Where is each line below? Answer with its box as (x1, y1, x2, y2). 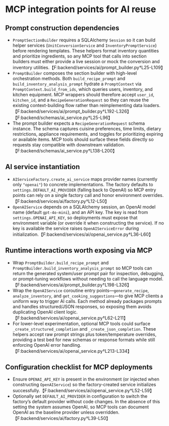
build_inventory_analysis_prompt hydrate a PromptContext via (12, 81, 142, 87)
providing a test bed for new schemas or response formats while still (12, 337, 155, 343)
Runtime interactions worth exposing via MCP (5, 246, 153, 255)
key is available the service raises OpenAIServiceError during (12, 225, 139, 231)
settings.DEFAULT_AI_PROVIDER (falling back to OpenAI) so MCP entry (12, 187, 156, 193)
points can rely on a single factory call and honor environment (12, 192, 142, 198)
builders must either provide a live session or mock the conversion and (12, 59, 160, 64)
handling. (62, 342, 82, 348)
